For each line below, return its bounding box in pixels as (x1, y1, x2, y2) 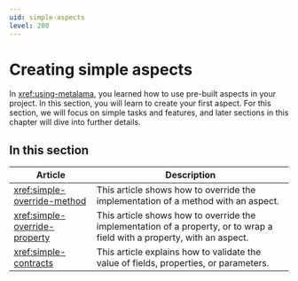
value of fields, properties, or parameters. (96, 257, 270, 269)
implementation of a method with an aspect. (96, 195, 279, 207)
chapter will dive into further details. (9, 117, 141, 128)
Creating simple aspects (9, 59, 193, 80)
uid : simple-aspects (9, 12, 86, 22)
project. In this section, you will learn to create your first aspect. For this (9, 98, 272, 109)
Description (165, 169, 216, 182)
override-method (13, 195, 87, 207)
